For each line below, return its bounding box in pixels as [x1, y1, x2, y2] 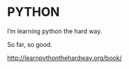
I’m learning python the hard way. [7, 27, 102, 35]
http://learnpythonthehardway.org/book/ [7, 53, 122, 62]
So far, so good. [7, 40, 53, 48]
